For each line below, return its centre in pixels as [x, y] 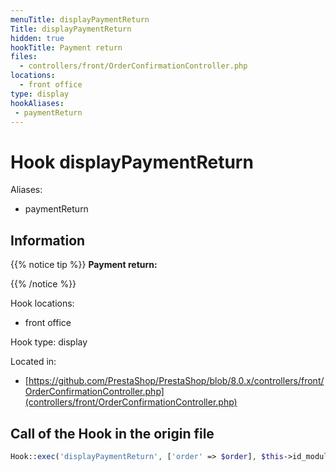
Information [48, 240]
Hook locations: [42, 303]
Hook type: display [49, 342]
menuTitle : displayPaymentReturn [80, 19]
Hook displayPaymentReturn [132, 162]
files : [24, 57]
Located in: [33, 362]
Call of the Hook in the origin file [112, 433]
